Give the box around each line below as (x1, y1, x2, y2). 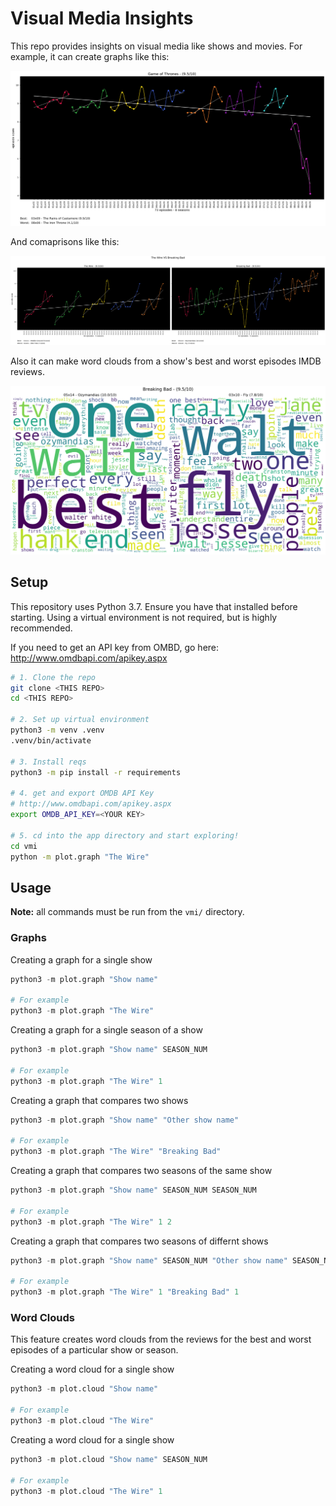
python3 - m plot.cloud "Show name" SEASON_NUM (10, 1454, 208, 1464)
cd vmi (10, 841, 38, 851)
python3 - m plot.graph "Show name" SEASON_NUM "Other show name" (10, 1255, 288, 1266)
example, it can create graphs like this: (10, 50, 170, 62)
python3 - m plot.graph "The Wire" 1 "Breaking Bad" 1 (10, 1287, 240, 1297)
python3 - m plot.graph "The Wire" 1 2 (10, 1217, 172, 1227)
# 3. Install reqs (10, 757, 87, 767)
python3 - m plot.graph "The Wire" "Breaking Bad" (10, 1147, 222, 1157)
